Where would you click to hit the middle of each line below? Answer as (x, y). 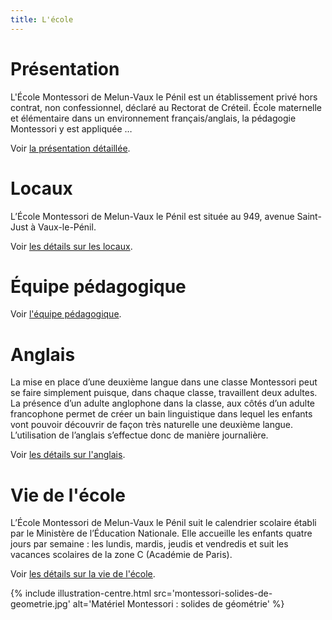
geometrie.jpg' (40, 604)
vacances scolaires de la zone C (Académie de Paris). (121, 555)
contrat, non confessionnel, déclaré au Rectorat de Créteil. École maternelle (166, 107)
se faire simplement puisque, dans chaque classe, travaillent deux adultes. (164, 393)
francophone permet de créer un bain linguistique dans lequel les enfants (161, 414)
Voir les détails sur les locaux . (71, 246)
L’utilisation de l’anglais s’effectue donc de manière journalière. (139, 435)
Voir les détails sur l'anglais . (68, 455)
